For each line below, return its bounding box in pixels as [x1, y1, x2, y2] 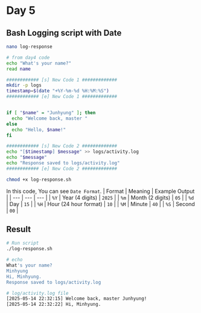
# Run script [6, 240, 39, 247]
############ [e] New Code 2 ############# [6, 166, 118, 172]
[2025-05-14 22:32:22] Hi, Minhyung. [6, 302, 101, 308]
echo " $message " [6, 155, 47, 161]
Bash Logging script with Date [6, 28, 122, 38]
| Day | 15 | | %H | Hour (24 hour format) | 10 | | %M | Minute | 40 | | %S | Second [6, 200, 195, 207]
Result [6, 224, 31, 234]
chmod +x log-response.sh [6, 176, 71, 182]
